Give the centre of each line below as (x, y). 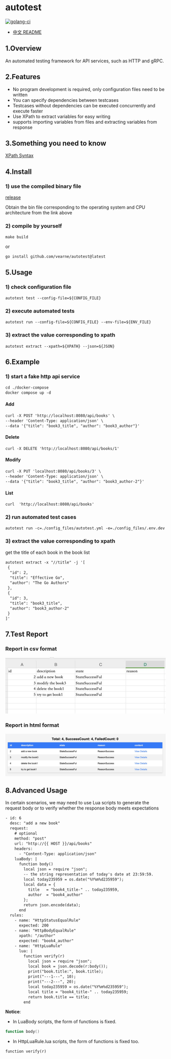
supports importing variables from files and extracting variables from (85, 122)
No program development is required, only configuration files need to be (89, 89)
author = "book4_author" (55, 895)
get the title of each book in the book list (48, 552)
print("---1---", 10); (52, 977)
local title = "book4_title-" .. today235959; (78, 992)
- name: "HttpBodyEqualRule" (45, 931)
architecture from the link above (39, 213)
